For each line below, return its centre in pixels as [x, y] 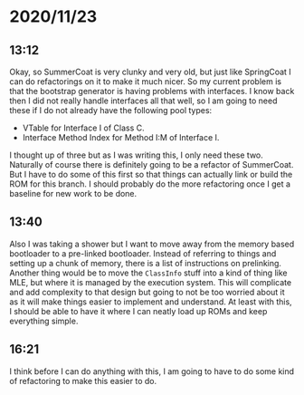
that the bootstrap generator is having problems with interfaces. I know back [152, 91]
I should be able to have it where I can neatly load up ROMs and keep [138, 311]
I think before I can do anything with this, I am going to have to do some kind [152, 371]
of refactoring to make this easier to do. [83, 381]
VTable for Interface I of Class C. [83, 128]
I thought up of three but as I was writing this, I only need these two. [137, 155]
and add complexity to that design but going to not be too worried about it [147, 292]
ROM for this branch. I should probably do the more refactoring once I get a [150, 184]
